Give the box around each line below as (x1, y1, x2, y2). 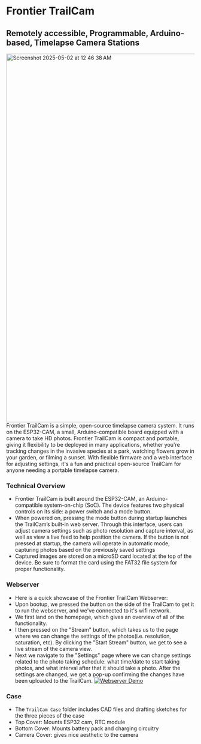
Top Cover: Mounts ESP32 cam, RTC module (14, 718, 126, 725)
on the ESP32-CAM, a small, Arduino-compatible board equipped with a (6, 428, 184, 435)
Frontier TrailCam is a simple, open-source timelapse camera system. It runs (6, 422, 194, 429)
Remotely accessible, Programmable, (6, 28, 148, 38)
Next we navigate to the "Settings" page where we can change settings (14, 652, 191, 659)
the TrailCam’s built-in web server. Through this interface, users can (14, 521, 182, 528)
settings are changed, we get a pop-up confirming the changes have (14, 671, 185, 678)
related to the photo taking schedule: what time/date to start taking (14, 658, 180, 665)
